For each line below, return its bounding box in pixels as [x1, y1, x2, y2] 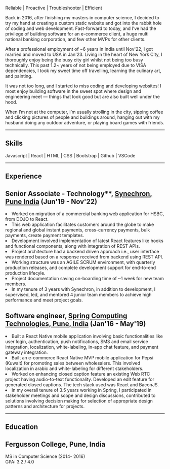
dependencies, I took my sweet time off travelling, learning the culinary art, [5, 68, 162, 74]
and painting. [5, 73, 33, 79]
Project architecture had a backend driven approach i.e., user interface [12, 249, 159, 255]
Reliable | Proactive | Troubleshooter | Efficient [5, 5, 102, 11]
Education [5, 423, 38, 431]
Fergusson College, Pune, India [5, 440, 106, 449]
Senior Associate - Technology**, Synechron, [5, 189, 153, 198]
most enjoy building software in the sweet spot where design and [5, 88, 142, 94]
